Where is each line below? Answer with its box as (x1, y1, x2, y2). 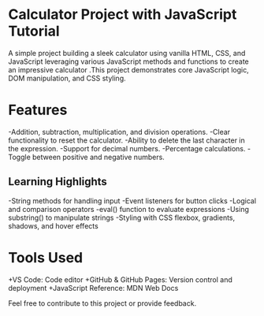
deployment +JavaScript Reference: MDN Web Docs (8, 283, 179, 292)
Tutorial (8, 22, 61, 40)
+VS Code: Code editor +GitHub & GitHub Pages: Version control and (8, 274, 232, 284)
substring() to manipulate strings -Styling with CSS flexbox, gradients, (8, 213, 236, 222)
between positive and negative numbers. (32, 152, 165, 162)
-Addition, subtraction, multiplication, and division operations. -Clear (8, 127, 231, 136)
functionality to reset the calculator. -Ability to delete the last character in (8, 136, 246, 145)
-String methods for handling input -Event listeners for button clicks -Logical (8, 195, 257, 206)
